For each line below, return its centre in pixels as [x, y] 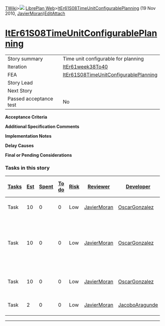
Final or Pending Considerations [39, 155]
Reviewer [99, 187]
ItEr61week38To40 [85, 66]
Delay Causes [20, 146]
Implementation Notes [28, 136]
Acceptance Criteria [26, 117]
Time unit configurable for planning [103, 59]
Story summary [25, 59]
